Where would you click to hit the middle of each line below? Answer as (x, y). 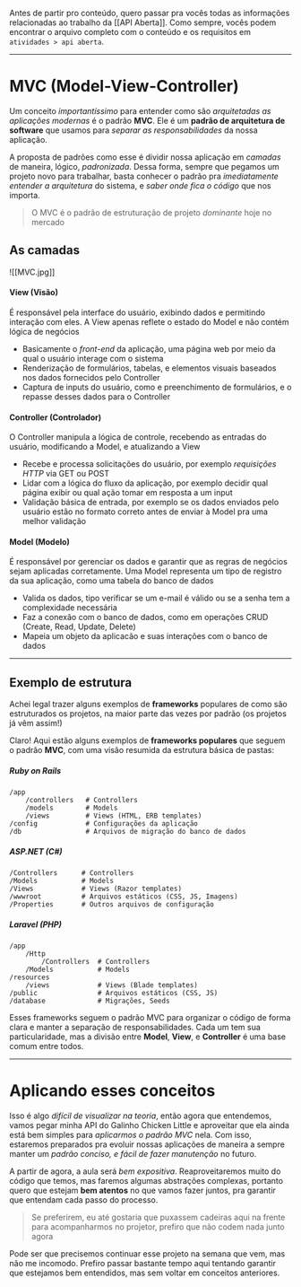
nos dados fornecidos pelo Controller (91, 377)
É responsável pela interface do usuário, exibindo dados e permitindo (138, 312)
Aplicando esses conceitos (112, 1091)
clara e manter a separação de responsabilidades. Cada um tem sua (135, 1028)
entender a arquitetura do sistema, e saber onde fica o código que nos (140, 185)
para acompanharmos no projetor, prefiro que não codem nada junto (158, 1227)
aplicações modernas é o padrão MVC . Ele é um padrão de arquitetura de (147, 120)
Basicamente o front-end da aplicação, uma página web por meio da (149, 348)
